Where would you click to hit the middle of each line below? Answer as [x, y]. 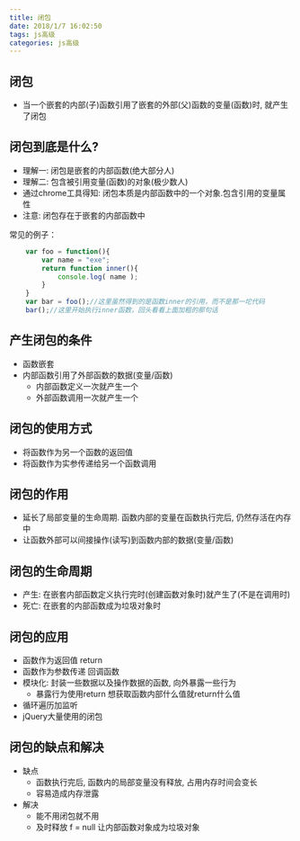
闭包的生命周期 [51, 571]
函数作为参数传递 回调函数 [71, 671]
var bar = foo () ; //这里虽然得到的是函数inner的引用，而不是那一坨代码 [145, 302]
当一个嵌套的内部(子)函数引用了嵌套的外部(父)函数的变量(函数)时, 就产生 [155, 105]
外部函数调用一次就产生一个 [87, 398]
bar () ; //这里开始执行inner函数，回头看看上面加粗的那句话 [122, 310]
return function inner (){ [90, 268]
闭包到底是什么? [54, 147]
